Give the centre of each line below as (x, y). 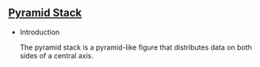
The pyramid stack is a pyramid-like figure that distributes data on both (136, 47)
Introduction (40, 32)
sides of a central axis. (56, 55)
